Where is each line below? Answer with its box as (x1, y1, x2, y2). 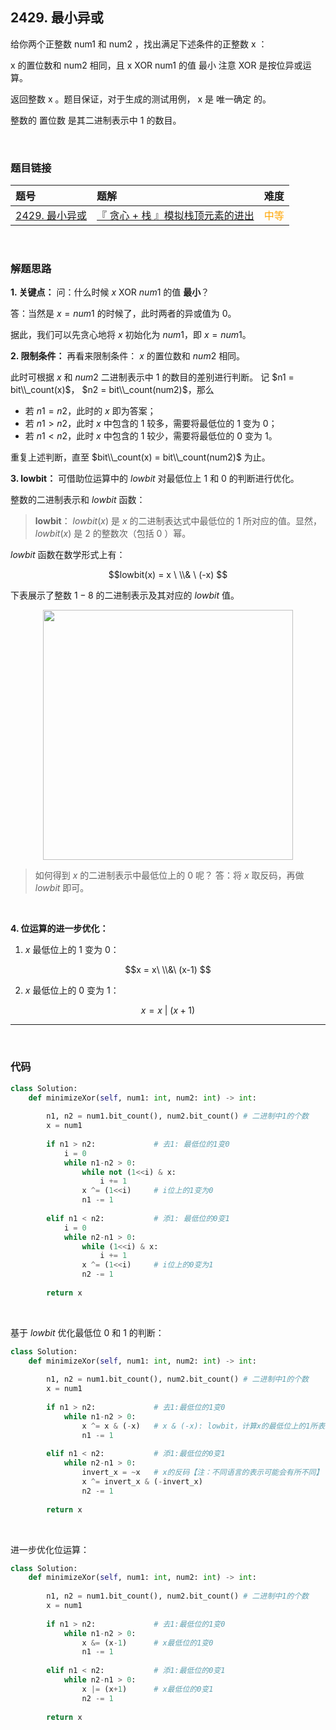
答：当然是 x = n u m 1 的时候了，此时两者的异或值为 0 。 (10, 308, 237, 320)
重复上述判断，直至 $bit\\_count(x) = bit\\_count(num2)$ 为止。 (10, 451, 271, 463)
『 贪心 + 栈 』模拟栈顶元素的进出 (96, 209, 255, 223)
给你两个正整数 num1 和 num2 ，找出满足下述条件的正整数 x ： (10, 38, 268, 50)
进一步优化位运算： (10, 1543, 90, 1555)
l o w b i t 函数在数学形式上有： (10, 549, 126, 561)
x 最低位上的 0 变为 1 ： (24, 984, 120, 997)
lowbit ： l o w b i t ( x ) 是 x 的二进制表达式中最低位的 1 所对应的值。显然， (34, 515, 323, 527)
